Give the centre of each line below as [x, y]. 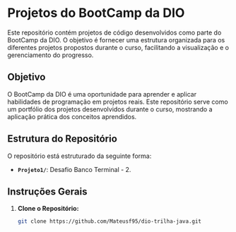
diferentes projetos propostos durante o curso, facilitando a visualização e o [118, 47]
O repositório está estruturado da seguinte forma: [79, 156]
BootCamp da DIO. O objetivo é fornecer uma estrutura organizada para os [116, 39]
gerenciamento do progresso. [51, 55]
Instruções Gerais [47, 191]
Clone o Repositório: [48, 209]
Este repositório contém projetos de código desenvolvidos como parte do [114, 32]
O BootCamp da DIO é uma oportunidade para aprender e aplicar [102, 94]
